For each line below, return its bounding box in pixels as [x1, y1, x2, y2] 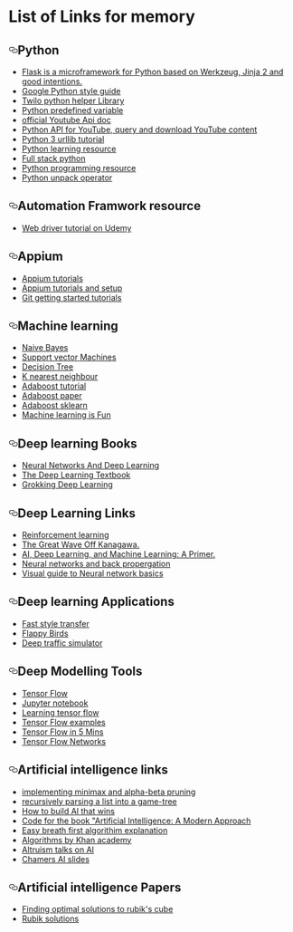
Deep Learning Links [17, 505, 137, 521]
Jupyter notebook [21, 697, 89, 708]
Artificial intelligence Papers [17, 879, 182, 895]
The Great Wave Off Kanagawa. [21, 539, 140, 550]
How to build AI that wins [21, 805, 115, 816]
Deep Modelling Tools [17, 664, 143, 679]
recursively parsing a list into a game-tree [21, 795, 177, 807]
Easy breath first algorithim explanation [21, 824, 168, 835]
